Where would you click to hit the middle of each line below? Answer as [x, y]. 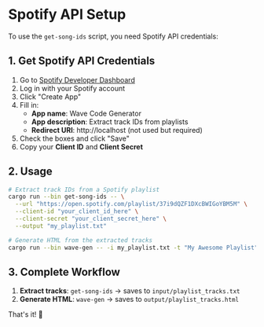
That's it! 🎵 [26, 314]
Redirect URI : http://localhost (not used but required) [117, 130]
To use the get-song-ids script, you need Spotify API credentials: [113, 36]
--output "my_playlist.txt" [61, 226]
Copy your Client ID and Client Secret [81, 146]
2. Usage [30, 172]
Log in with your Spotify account [72, 88]
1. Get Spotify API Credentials [82, 61]
